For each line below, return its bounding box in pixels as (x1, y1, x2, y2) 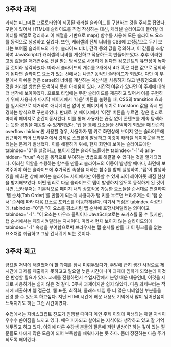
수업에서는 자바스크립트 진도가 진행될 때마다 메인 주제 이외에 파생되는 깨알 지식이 (5, 311, 166, 317)
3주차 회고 (5, 247, 36, 256)
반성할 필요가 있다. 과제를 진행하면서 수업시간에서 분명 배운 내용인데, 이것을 (10, 274, 161, 280)
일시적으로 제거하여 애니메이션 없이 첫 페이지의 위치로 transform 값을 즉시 (10, 102, 158, 109)
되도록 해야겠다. (5, 336, 37, 342)
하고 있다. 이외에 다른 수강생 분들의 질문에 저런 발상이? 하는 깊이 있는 (22, 323, 160, 330)
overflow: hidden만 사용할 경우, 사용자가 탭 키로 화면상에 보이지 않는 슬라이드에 (5, 128, 164, 134)
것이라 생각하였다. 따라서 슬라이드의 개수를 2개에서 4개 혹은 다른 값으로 (10, 64, 153, 70)
